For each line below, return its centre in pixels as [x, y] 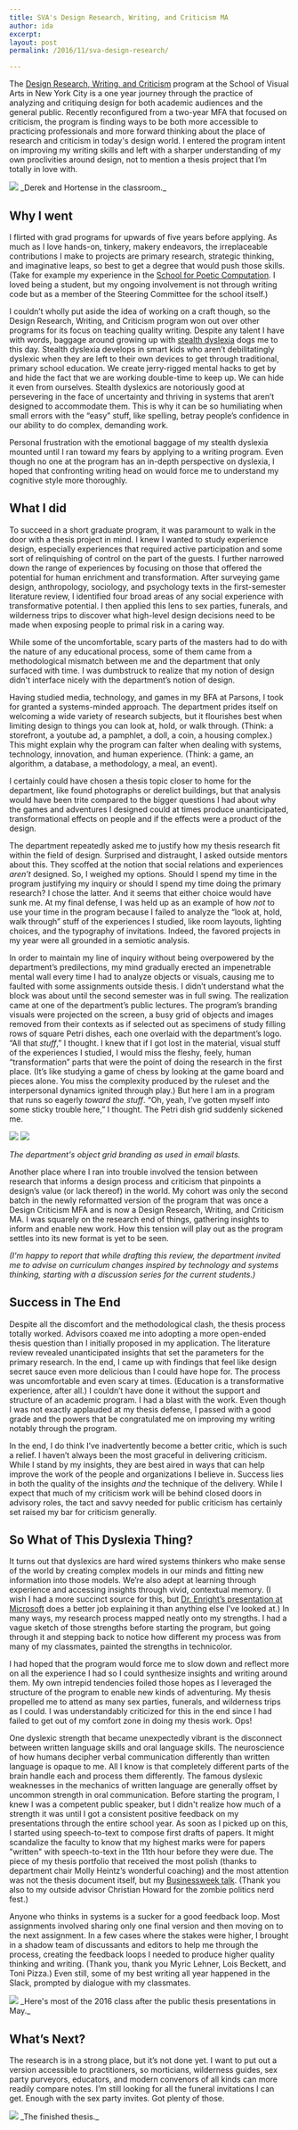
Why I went [41, 215]
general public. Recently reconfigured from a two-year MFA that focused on [148, 112]
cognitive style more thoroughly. [68, 480]
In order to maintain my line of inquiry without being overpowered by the [141, 957]
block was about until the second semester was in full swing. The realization [149, 995]
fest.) [19, 1899]
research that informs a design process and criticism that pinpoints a [135, 1181]
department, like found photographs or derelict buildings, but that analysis [145, 790]
